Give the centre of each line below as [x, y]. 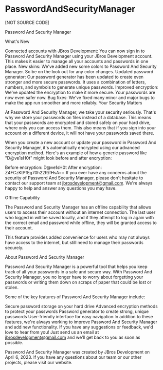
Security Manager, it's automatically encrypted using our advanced [72, 147]
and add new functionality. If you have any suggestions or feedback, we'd [79, 327]
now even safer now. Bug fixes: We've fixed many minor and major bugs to [80, 97]
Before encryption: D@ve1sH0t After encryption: [54, 167]
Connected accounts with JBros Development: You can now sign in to [75, 51]
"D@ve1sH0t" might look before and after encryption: [58, 158]
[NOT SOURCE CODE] [27, 22]
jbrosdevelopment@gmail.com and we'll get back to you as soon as [73, 337]
